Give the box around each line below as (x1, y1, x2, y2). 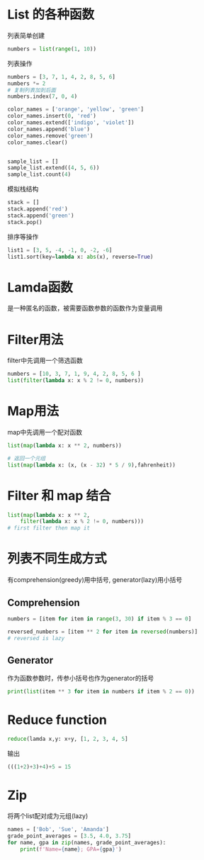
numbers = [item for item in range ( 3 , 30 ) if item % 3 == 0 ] (7, 615, 192, 622)
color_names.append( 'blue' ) (7, 125, 91, 133)
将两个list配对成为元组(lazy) (7, 811, 89, 820)
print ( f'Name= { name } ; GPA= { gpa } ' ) (20, 845, 122, 853)
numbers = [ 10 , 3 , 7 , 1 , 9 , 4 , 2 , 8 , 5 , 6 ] (7, 370, 141, 378)
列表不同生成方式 (7, 551, 108, 567)
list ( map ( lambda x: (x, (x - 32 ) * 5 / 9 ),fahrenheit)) (7, 462, 176, 469)
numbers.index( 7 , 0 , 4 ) (7, 93, 78, 100)
